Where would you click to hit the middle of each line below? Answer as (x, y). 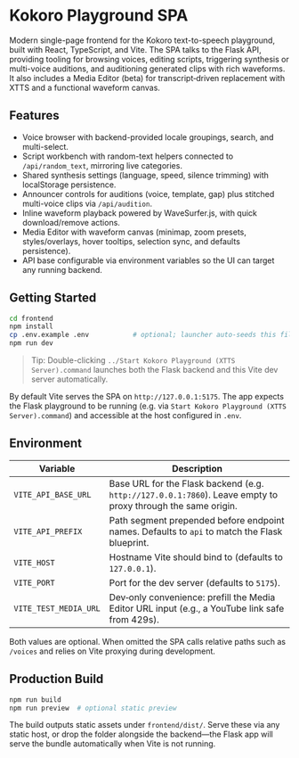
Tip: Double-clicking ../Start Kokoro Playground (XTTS (133, 360)
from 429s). (134, 619)
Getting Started (53, 298)
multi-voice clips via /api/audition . (87, 203)
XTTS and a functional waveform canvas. (85, 87)
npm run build (36, 700)
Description (197, 468)
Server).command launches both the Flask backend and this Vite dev (154, 370)
